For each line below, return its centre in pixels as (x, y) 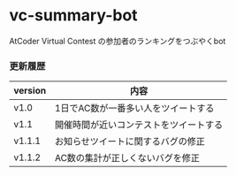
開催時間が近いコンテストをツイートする (139, 125)
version (30, 91)
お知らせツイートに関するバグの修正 (130, 142)
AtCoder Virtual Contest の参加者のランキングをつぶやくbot (118, 41)
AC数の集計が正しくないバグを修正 (127, 158)
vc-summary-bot (74, 15)
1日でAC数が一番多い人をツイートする (134, 109)
